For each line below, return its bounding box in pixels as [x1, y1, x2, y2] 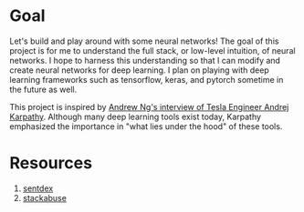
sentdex [22, 183, 54, 194]
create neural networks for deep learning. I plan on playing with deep [9, 65, 269, 76]
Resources [9, 153, 93, 174]
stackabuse [22, 192, 67, 203]
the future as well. [9, 84, 78, 95]
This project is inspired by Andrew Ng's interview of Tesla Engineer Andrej [9, 101, 289, 112]
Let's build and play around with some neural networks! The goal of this [9, 35, 279, 46]
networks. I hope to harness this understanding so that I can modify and [9, 55, 281, 66]
